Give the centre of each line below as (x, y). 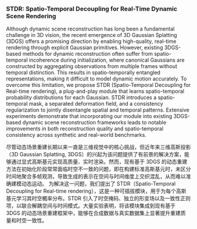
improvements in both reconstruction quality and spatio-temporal (85, 129)
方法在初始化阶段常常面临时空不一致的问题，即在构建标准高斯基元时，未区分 (98, 169)
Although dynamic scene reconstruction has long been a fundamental (90, 29)
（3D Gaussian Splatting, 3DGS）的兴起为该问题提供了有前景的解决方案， (95, 154)
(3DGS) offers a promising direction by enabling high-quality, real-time (91, 41)
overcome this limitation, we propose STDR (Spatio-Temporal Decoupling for (98, 85)
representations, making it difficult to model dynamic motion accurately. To (96, 79)
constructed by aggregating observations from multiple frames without (92, 66)
